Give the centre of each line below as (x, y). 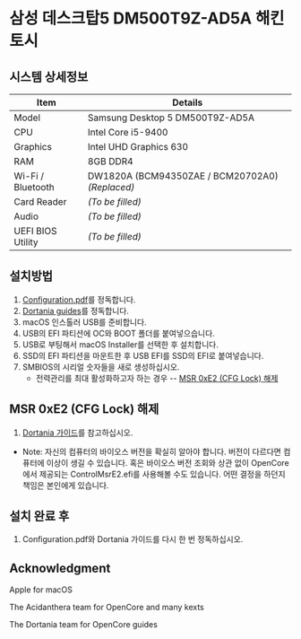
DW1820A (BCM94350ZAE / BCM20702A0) (184, 176)
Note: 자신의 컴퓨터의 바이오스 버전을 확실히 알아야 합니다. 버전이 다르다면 (152, 451)
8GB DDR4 (111, 161)
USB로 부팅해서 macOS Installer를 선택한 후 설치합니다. (120, 344)
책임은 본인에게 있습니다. (65, 485)
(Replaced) (112, 187)
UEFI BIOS (35, 231)
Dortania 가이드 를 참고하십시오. (77, 433)
